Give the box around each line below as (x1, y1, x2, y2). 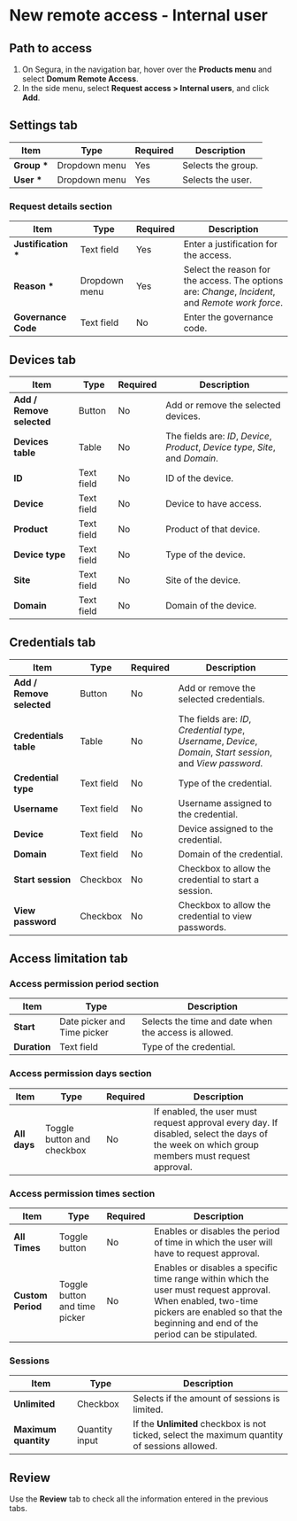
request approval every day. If (153, 1116, 278, 1129)
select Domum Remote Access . (21, 74, 139, 84)
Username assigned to (178, 796, 272, 809)
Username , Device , (178, 734, 258, 747)
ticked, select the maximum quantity (133, 1429, 284, 1441)
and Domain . (164, 452, 219, 464)
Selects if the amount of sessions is (133, 1393, 280, 1405)
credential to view (178, 910, 253, 922)
